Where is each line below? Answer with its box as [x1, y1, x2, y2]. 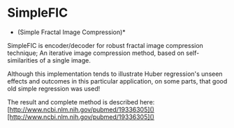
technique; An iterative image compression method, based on [7, 49, 185, 57]
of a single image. [39, 56, 91, 64]
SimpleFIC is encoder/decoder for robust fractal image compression [7, 41, 204, 49]
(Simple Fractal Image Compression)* [17, 28, 126, 36]
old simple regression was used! [7, 84, 101, 93]
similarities [7, 56, 38, 64]
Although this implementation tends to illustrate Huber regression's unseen [7, 70, 223, 78]
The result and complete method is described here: [7, 97, 155, 106]
